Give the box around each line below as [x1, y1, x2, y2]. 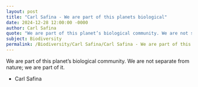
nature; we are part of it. [6, 63, 65, 71]
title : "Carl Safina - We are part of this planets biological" [6, 14, 167, 20]
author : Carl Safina [6, 25, 57, 31]
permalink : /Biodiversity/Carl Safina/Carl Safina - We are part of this [6, 42, 192, 48]
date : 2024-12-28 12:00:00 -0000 [6, 19, 88, 25]
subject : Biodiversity [6, 36, 62, 42]
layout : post [6, 8, 38, 15]
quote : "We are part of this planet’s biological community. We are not [6, 31, 189, 36]
